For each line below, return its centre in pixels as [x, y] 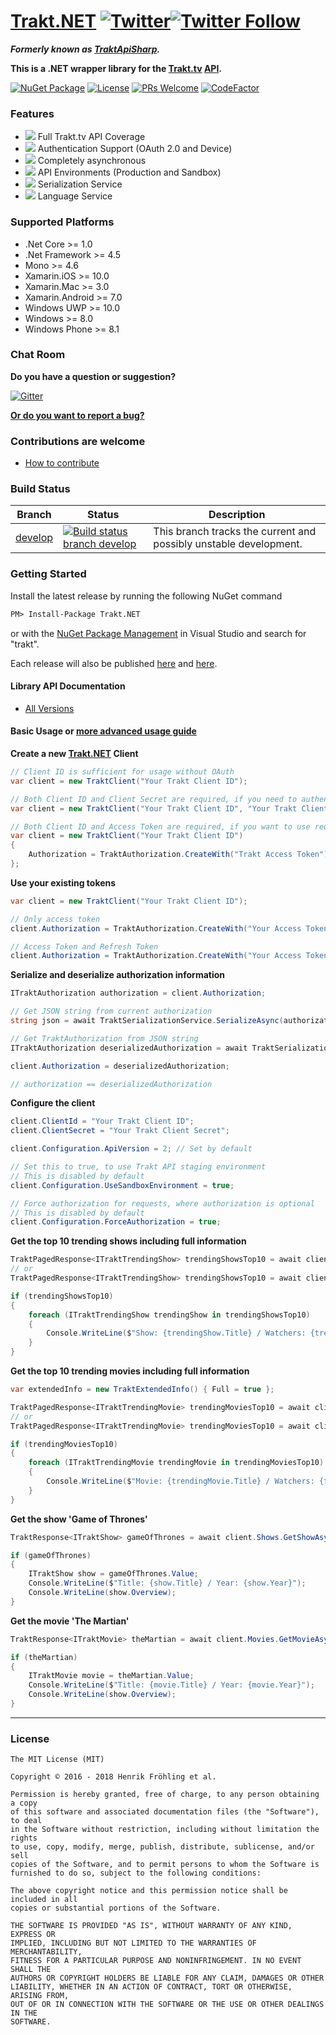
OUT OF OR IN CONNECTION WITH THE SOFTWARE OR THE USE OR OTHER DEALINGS [167, 2005]
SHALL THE [31, 1970]
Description [237, 515]
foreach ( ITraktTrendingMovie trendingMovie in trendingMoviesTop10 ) [176, 1463]
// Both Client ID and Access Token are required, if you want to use [160, 826]
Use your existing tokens [63, 882]
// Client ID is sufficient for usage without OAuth [122, 772]
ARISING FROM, [40, 1996]
